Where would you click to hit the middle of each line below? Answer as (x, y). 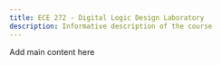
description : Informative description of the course (111, 26)
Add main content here (52, 51)
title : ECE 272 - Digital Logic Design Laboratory (107, 18)
